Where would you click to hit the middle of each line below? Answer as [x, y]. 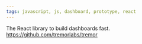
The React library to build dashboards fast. [58, 28]
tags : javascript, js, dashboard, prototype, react [71, 11]
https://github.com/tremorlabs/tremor [52, 34]
